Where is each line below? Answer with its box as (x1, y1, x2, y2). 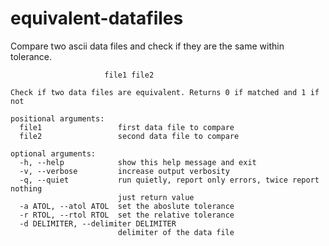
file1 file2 (104, 70, 155, 80)
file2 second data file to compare (19, 131, 240, 141)
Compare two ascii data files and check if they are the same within (10, 40, 285, 52)
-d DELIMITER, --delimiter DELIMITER (19, 218, 177, 229)
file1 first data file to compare (19, 122, 235, 132)
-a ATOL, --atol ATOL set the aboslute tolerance (19, 201, 235, 211)
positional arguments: (10, 113, 105, 124)
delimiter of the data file (117, 227, 235, 237)
